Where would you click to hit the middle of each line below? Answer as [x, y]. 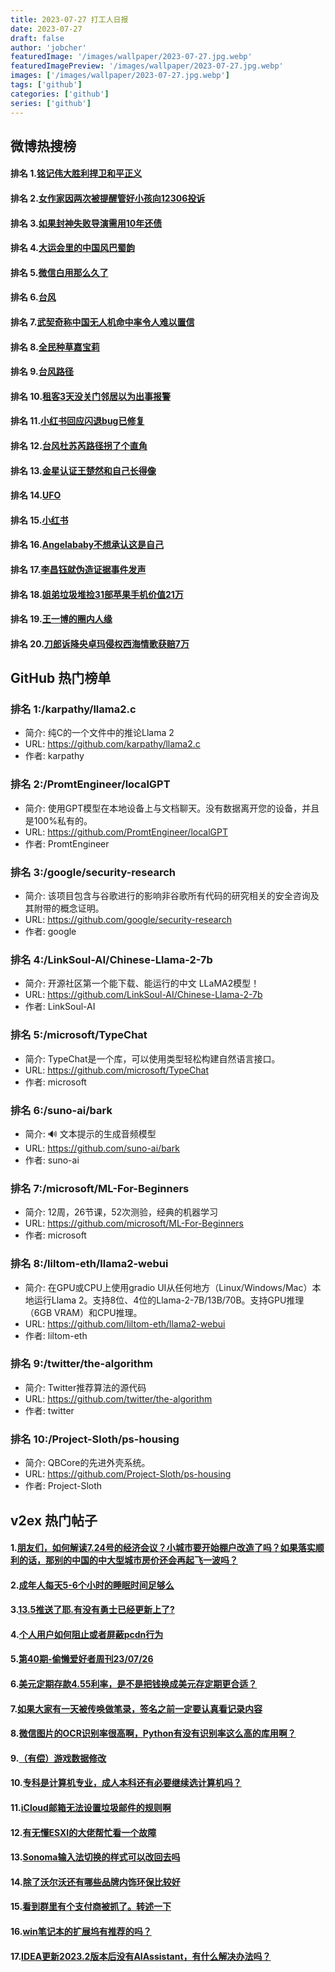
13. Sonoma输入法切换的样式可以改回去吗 [95, 1857]
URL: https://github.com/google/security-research [128, 920]
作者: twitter [49, 1410]
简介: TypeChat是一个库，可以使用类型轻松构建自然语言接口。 [152, 1058]
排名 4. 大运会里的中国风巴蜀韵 [72, 248]
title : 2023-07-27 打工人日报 [69, 19]
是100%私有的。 [58, 820]
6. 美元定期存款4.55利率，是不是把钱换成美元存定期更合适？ [134, 1684]
